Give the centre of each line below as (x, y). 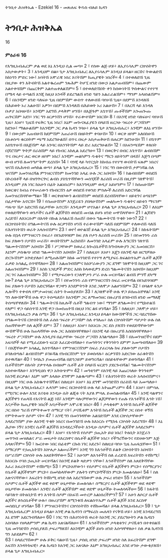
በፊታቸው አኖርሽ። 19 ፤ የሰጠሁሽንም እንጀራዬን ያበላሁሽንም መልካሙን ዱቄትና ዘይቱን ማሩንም (83, 201)
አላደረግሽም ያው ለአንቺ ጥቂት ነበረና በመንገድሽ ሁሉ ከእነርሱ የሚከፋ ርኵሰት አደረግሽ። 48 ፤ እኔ (84, 421)
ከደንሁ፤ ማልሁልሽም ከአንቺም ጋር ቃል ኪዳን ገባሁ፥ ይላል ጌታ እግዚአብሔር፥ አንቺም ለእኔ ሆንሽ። (84, 128)
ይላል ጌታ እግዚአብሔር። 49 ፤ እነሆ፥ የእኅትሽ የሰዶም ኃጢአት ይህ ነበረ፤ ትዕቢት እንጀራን (78, 433)
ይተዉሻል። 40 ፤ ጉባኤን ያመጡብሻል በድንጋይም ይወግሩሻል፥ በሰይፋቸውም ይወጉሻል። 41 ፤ (79, 359)
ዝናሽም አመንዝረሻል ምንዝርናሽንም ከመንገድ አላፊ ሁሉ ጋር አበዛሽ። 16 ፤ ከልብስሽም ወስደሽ (81, 173)
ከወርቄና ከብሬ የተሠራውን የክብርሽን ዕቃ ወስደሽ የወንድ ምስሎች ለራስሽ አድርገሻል (73, 190)
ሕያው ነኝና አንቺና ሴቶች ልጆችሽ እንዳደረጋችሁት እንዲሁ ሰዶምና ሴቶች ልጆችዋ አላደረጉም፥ (80, 427)
